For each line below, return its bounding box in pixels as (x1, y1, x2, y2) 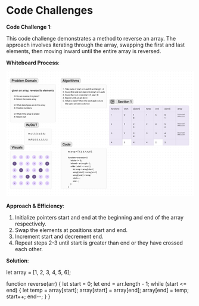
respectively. (14, 220, 46, 227)
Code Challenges (6, 4, 94, 17)
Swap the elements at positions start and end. (14, 227, 128, 234)
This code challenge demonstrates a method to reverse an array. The (6, 35, 176, 42)
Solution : (6, 257, 29, 264)
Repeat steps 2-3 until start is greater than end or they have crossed (14, 239, 183, 246)
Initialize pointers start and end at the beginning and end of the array (14, 214, 184, 221)
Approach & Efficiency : (6, 202, 64, 209)
